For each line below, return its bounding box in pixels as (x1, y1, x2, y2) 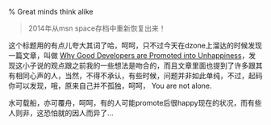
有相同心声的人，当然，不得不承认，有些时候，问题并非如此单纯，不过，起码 (8, 71, 263, 80)
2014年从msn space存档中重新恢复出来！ (27, 23, 166, 33)
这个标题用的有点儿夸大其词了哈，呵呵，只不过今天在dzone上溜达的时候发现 (8, 40, 262, 50)
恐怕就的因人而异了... (43, 108, 115, 118)
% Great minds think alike (8, 7, 94, 16)
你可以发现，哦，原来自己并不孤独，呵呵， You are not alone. (8, 81, 212, 90)
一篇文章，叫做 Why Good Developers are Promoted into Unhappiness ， (8, 51, 249, 60)
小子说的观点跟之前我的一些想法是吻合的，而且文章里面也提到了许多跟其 (22, 60, 263, 70)
